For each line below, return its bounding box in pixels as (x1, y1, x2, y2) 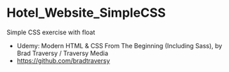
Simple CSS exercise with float (6, 28, 96, 36)
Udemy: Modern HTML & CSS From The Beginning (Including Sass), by (16, 41, 223, 50)
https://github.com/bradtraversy (16, 56, 110, 64)
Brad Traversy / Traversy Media (16, 49, 109, 57)
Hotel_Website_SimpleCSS (6, 5, 166, 21)
